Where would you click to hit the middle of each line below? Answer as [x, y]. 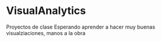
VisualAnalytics [46, 11]
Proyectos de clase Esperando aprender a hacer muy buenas [81, 27]
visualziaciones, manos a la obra [46, 33]
